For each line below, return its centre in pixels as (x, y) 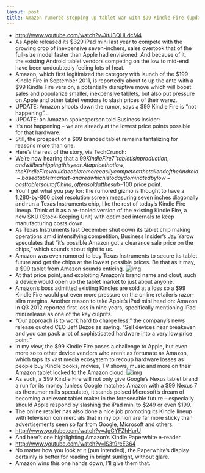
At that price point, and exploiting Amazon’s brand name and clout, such (106, 275)
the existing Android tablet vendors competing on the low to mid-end (102, 61)
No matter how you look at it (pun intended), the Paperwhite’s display (102, 450)
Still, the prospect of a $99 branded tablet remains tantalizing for (96, 139)
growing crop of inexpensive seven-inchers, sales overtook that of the (103, 48)
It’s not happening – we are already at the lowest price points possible (103, 126)
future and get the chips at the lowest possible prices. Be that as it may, (105, 262)
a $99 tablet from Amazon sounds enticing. (70, 269)
